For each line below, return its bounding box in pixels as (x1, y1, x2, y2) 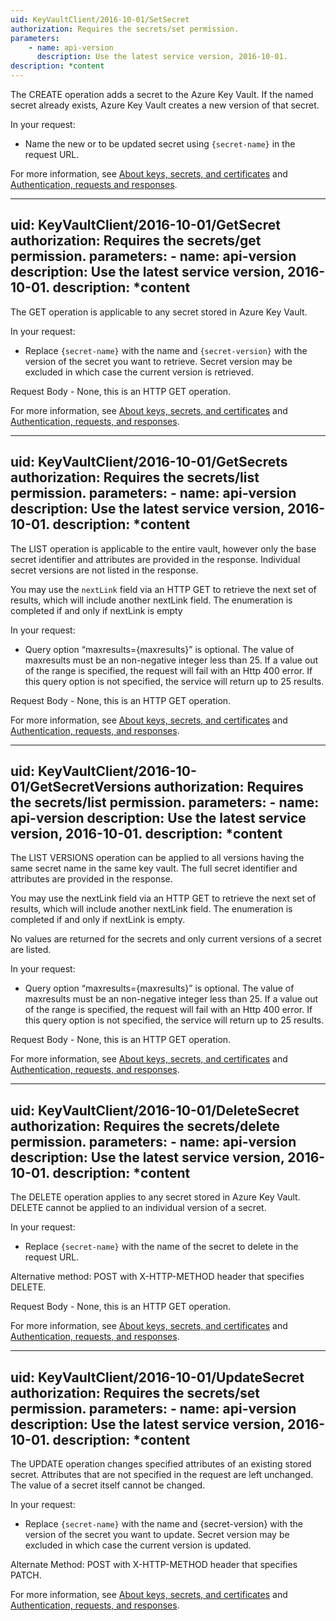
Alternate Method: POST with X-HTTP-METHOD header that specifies (10, 1559, 298, 1571)
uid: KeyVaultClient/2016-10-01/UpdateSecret (10, 1369, 305, 1386)
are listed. (10, 944, 52, 956)
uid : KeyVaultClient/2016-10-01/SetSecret (10, 14, 190, 25)
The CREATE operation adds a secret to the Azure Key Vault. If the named (10, 89, 314, 100)
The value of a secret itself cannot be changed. (10, 1479, 206, 1491)
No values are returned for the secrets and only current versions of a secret (10, 933, 322, 945)
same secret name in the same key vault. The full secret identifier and (10, 862, 298, 875)
